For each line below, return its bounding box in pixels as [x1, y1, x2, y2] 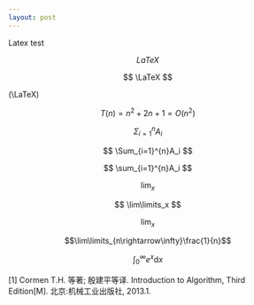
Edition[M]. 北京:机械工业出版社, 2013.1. [8, 285, 151, 296]
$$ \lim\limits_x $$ [113, 199, 182, 209]
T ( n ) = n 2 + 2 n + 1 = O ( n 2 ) [100, 106, 196, 118]
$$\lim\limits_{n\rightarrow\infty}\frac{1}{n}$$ [64, 236, 232, 246]
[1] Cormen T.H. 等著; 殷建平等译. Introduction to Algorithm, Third [8, 274, 246, 285]
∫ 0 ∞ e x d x [132, 253, 164, 267]
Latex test [8, 37, 45, 48]
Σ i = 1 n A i [133, 125, 163, 138]
